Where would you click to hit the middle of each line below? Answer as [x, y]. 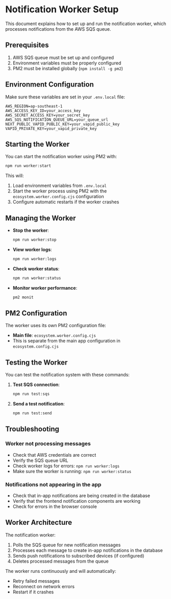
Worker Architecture [39, 522]
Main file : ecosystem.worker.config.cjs [54, 335]
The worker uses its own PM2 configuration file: [56, 326]
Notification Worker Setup [62, 9]
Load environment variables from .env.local [60, 186]
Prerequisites [27, 45]
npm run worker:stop [34, 240]
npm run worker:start [28, 166]
